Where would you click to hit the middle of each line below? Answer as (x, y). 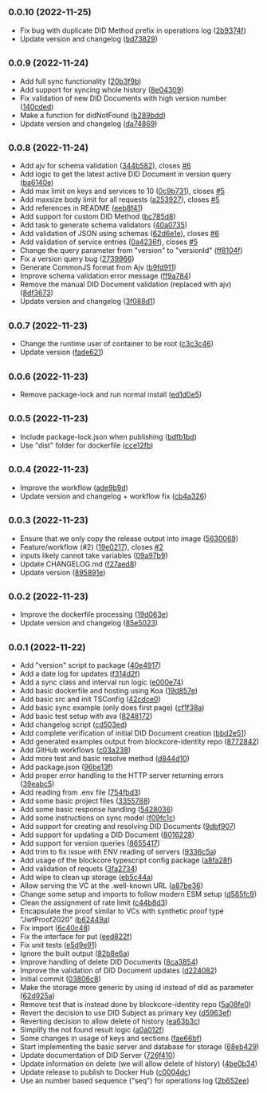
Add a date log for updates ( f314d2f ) (80, 674)
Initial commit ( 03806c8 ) (60, 979)
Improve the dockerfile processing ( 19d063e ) (94, 614)
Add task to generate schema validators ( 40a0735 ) (104, 225)
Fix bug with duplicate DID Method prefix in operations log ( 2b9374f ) (133, 30)
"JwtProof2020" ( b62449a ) (65, 920)
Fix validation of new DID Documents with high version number (123, 98)
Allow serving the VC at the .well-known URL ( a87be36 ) (111, 886)
